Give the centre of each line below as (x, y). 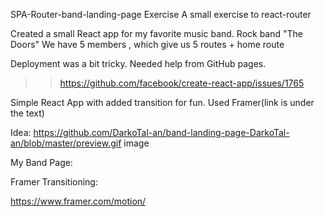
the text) (27, 113)
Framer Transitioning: (54, 182)
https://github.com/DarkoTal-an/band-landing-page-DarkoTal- (161, 132)
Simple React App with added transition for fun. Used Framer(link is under (162, 102)
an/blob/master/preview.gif (66, 143)
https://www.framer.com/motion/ (78, 201)
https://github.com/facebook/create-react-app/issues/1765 (182, 83)
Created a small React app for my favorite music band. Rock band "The (156, 33)
